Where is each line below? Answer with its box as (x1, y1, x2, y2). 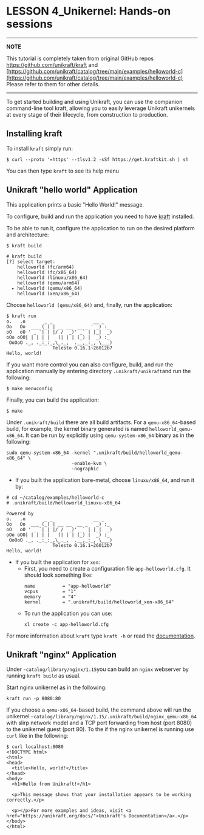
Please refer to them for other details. (6, 80, 100, 88)
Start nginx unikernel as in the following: (6, 684, 107, 691)
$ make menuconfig (6, 385, 53, 391)
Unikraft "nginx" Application (6, 649, 117, 660)
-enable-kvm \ (71, 460, 107, 466)
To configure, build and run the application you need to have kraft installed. (6, 213, 194, 220)
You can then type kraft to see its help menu (6, 167, 120, 174)
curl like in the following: (6, 732, 69, 740)
